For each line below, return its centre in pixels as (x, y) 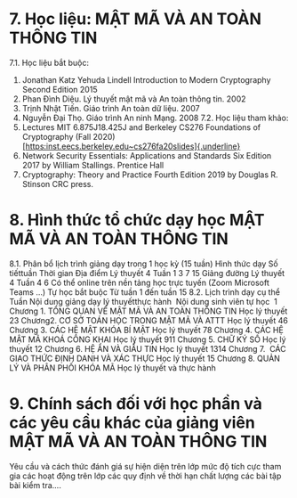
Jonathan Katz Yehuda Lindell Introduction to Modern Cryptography (146, 79)
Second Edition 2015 (60, 89)
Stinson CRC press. (57, 184)
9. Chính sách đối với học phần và (136, 404)
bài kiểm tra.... (36, 485)
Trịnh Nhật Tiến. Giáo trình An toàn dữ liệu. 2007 (111, 108)
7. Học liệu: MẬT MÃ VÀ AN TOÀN (136, 19)
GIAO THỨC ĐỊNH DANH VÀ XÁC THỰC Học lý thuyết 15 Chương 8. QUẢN (144, 358)
